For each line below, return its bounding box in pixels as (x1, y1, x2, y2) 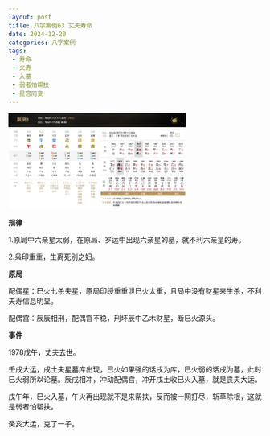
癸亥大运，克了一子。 (8, 419, 79, 429)
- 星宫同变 (11, 89, 44, 97)
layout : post (8, 13, 52, 21)
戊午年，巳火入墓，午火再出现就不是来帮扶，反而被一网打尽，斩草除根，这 (8, 392, 255, 401)
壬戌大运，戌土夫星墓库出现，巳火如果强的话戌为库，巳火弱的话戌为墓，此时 (8, 364, 262, 374)
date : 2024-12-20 (8, 30, 67, 38)
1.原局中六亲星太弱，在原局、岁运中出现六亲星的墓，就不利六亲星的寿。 (8, 235, 246, 245)
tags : (8, 47, 27, 56)
